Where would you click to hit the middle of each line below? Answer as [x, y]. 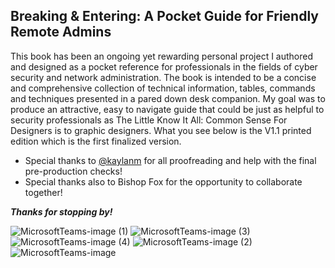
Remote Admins [61, 32]
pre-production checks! [73, 171]
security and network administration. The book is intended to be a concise [163, 77]
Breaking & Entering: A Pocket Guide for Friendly [164, 16]
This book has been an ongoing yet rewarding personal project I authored [162, 56]
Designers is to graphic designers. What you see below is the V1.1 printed [161, 130]
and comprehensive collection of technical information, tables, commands [163, 88]
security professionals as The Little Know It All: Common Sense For [149, 120]
